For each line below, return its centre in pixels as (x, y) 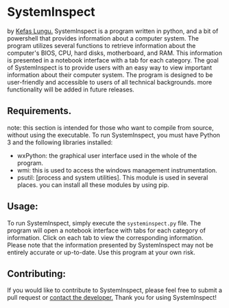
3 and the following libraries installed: (60, 142)
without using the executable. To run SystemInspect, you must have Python (114, 135)
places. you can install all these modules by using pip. (93, 185)
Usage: (23, 207)
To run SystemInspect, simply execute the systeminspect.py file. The (104, 223)
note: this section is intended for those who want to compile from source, (110, 127)
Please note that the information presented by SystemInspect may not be (110, 245)
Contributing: (37, 273)
